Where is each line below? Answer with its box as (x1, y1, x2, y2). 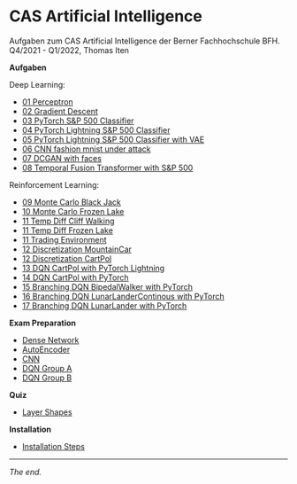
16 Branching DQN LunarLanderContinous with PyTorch (21, 291, 225, 301)
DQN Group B (21, 372, 72, 383)
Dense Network (21, 334, 80, 345)
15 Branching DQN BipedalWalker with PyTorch (21, 281, 193, 292)
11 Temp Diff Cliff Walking (21, 215, 115, 226)
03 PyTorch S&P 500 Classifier (21, 115, 134, 126)
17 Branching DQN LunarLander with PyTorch (21, 300, 187, 311)
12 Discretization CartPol (21, 253, 112, 263)
